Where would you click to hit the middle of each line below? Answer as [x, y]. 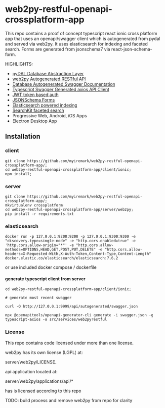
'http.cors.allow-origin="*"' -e [40, 245]
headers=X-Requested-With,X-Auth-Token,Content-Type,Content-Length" [78, 254]
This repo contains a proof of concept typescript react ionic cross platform [81, 33]
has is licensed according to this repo [43, 391]
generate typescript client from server [45, 279]
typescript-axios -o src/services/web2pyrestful [56, 320]
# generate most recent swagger [38, 298]
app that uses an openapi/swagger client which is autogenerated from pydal [83, 39]
